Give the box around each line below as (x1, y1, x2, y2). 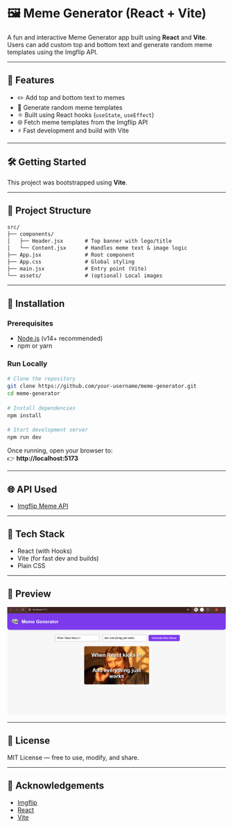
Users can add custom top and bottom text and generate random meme (7, 40, 213, 49)
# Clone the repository (7, 376, 76, 382)
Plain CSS (17, 561, 46, 570)
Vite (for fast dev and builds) (17, 554, 99, 562)
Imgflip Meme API (17, 502, 69, 510)
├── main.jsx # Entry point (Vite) (7, 265, 148, 272)
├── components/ (7, 231, 54, 238)
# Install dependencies (7, 405, 76, 412)
